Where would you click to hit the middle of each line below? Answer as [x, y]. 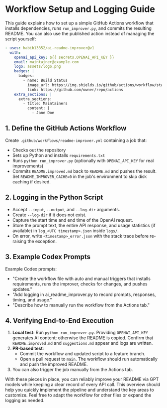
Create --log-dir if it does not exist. [49, 215]
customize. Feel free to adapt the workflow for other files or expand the [78, 395]
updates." [22, 289]
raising [19, 241]
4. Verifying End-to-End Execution [59, 321]
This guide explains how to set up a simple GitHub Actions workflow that [80, 23]
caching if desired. [32, 182]
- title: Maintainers [45, 104]
